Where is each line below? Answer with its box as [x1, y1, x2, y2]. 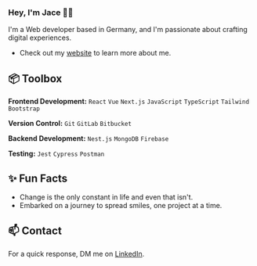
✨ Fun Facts [8, 171, 68, 185]
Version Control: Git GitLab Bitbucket [8, 119, 132, 128]
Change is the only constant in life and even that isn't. [19, 192, 194, 202]
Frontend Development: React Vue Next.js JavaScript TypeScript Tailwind [8, 97, 249, 106]
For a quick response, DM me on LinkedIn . [8, 249, 145, 258]
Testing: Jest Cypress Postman [8, 149, 105, 159]
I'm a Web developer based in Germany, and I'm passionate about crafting [8, 25, 248, 34]
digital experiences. [8, 33, 72, 42]
